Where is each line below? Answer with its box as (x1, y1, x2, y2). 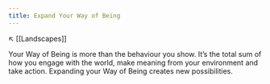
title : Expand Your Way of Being (8, 11, 121, 20)
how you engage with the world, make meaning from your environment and (8, 58, 259, 67)
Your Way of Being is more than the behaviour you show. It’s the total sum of (8, 49, 262, 58)
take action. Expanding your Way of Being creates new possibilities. (8, 66, 234, 76)
